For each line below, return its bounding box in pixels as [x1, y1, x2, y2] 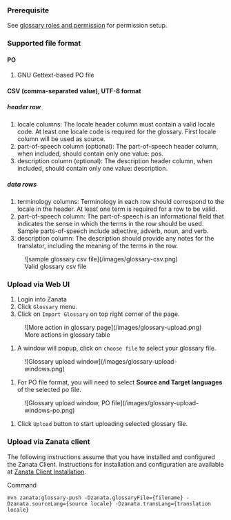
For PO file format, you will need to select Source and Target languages [17, 378, 223, 387]
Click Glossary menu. [17, 303, 78, 311]
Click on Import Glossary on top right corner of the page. [17, 310, 180, 318]
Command [7, 481, 37, 489]
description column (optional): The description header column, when [17, 156, 212, 165]
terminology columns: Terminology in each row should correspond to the [17, 197, 225, 205]
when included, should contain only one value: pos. [17, 149, 164, 158]
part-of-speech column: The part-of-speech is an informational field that [17, 212, 224, 220]
